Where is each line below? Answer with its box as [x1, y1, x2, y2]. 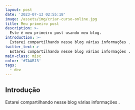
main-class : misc [5, 53, 41, 59]
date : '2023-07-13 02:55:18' [5, 12, 66, 17]
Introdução [5, 86, 40, 95]
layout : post [5, 7, 32, 12]
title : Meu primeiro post [5, 21, 59, 26]
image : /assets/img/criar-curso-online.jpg [5, 16, 97, 21]
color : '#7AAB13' [5, 58, 41, 63]
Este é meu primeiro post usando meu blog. [9, 30, 101, 35]
